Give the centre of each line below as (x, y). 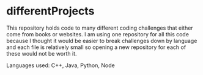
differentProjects (50, 11)
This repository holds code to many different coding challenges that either (100, 28)
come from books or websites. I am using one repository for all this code (98, 34)
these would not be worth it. (42, 53)
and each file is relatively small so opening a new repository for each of (96, 47)
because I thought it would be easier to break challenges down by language (102, 41)
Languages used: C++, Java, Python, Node (61, 65)
